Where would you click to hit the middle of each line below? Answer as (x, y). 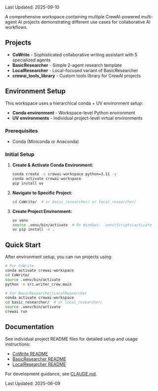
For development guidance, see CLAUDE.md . (51, 374)
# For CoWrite (20, 266)
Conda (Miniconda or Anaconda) (45, 141)
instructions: (18, 344)
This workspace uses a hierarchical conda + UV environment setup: (74, 103)
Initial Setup (20, 154)
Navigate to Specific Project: (42, 193)
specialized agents (31, 60)
